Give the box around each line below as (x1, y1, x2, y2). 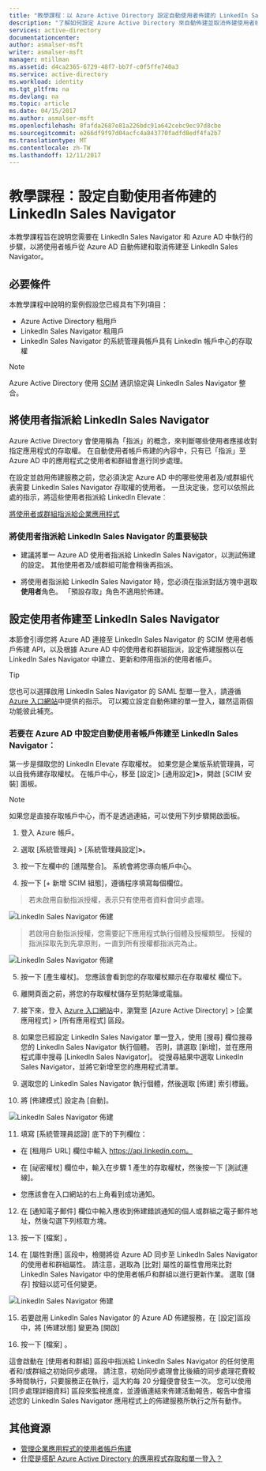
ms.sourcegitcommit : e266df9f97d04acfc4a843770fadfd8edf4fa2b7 (9, 129, 222, 137)
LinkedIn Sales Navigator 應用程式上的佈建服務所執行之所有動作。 (31, 1396, 246, 1405)
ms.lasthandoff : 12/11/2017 (9, 151, 102, 159)
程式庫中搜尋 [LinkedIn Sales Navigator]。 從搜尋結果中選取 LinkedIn (20, 1052, 244, 1062)
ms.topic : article (9, 100, 69, 107)
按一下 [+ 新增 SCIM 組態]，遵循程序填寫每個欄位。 (20, 878, 188, 888)
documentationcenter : (9, 33, 81, 42)
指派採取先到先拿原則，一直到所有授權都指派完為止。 (28, 938, 202, 949)
